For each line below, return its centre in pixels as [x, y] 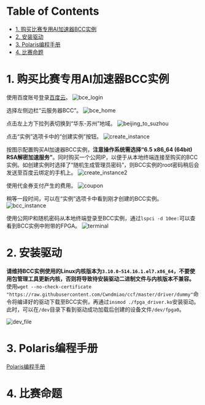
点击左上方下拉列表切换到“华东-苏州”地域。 [61, 123]
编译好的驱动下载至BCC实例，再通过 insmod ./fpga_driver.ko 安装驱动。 [108, 301]
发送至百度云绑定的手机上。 [41, 172]
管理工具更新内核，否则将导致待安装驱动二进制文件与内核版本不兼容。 [106, 279]
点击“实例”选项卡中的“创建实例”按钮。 [54, 136]
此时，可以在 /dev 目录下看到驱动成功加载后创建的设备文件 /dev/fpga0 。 [96, 309]
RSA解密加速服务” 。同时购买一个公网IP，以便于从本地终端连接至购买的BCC [102, 157]
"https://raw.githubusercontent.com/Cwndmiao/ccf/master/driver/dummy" [100, 295]
